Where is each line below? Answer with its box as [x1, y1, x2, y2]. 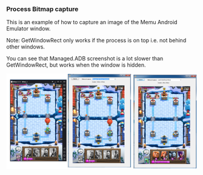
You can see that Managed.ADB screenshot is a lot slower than [6, 55, 164, 62]
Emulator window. [6, 25, 51, 32]
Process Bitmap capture [6, 5, 79, 13]
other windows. [6, 43, 45, 50]
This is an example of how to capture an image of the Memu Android [6, 19, 178, 26]
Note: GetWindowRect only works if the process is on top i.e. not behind [6, 37, 187, 44]
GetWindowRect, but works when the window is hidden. [6, 61, 146, 68]
